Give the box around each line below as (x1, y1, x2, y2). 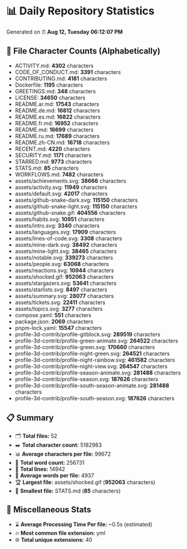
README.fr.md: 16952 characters (14, 119, 99, 126)
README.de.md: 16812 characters (14, 107, 100, 114)
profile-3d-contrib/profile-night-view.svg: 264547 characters (14, 362, 168, 370)
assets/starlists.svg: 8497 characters (14, 286, 108, 293)
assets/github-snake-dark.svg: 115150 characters (14, 196, 138, 203)
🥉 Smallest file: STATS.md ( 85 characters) (14, 487, 121, 494)
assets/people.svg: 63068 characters (14, 260, 109, 267)
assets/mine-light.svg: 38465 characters (14, 247, 117, 255)
